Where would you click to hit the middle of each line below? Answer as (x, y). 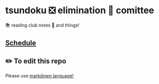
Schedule (21, 43)
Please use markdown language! (39, 76)
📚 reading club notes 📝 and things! (42, 25)
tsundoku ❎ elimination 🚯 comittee (80, 10)
